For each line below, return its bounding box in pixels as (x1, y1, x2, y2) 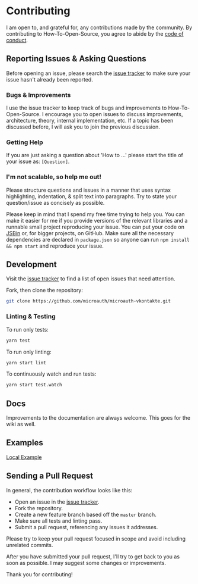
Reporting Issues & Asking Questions (6, 54, 146, 64)
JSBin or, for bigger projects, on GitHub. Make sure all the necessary (6, 229, 174, 236)
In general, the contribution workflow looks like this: (6, 486, 133, 494)
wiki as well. (6, 421, 36, 428)
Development (6, 260, 58, 270)
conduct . (6, 36, 28, 43)
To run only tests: (6, 326, 49, 333)
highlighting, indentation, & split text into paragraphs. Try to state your (6, 192, 177, 200)
